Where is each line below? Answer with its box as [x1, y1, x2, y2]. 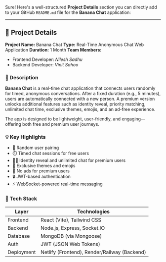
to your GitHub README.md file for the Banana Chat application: [5, 9, 131, 15]
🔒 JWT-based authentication [12, 173, 71, 180]
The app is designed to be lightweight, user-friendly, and [5, 116, 121, 122]
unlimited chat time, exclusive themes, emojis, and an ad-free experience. [5, 106, 156, 112]
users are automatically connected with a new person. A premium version [5, 96, 155, 102]
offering [5, 121, 21, 127]
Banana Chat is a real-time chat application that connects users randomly [5, 85, 156, 91]
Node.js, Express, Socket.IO [40, 224, 105, 231]
